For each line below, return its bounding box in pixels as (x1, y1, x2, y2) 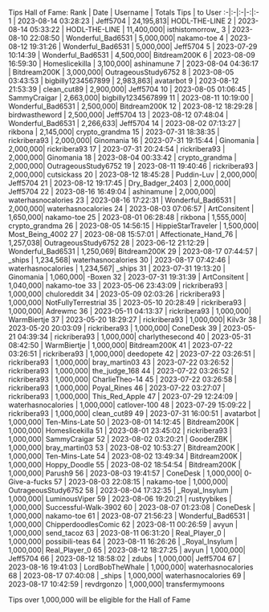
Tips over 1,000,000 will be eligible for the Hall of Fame (8, 595, 191, 604)
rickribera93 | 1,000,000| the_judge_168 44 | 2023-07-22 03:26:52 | (8, 366, 234, 375)
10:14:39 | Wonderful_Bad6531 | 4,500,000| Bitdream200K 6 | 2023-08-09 (8, 51, 255, 59)
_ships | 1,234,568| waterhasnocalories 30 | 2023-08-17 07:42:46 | (8, 255, 230, 264)
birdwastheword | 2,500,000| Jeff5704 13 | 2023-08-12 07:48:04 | (8, 110, 229, 120)
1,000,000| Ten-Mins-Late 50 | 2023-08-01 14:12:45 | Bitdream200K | (8, 418, 239, 426)
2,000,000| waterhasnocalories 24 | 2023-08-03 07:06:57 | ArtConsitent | (8, 204, 255, 213)
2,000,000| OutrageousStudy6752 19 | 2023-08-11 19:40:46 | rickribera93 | (8, 161, 259, 170)
